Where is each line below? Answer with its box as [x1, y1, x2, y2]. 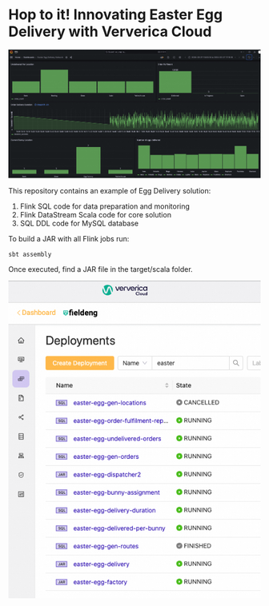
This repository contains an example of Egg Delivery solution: [8, 185, 211, 195]
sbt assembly [8, 250, 52, 258]
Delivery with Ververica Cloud [8, 22, 212, 41]
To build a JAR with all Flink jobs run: [8, 233, 130, 243]
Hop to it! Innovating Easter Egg [8, 6, 223, 24]
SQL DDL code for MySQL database [19, 218, 139, 228]
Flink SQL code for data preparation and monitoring [19, 201, 191, 211]
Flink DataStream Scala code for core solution [19, 209, 172, 219]
